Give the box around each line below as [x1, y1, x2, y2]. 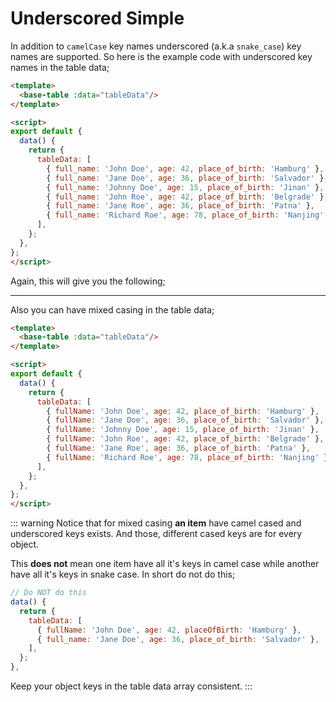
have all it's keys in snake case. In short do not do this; [10, 568, 236, 581]
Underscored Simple [10, 7, 185, 30]
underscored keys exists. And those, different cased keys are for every [10, 528, 303, 540]
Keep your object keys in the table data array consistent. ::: [10, 680, 253, 692]
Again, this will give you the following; [10, 275, 166, 287]
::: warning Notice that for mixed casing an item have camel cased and [10, 517, 302, 529]
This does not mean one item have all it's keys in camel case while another [10, 558, 320, 570]
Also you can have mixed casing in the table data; [10, 303, 215, 316]
